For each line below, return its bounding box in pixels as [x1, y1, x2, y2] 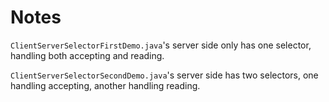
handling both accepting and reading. [10, 49, 165, 61]
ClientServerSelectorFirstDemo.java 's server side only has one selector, [10, 39, 312, 51]
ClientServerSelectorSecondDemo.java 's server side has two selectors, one [10, 69, 319, 81]
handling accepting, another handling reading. [10, 79, 201, 91]
